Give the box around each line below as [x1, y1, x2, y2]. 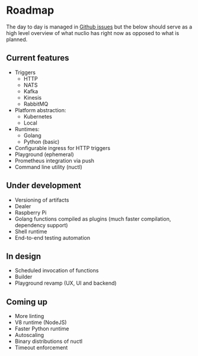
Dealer [14, 202, 31, 209]
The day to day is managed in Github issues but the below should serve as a [6, 23, 193, 30]
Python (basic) [23, 138, 60, 145]
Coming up [6, 297, 47, 307]
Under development [6, 180, 82, 190]
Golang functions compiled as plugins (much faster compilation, [14, 215, 171, 223]
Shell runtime [14, 228, 47, 235]
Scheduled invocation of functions [14, 267, 99, 274]
